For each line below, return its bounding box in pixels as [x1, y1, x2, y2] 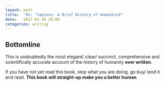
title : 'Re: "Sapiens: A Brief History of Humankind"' [5, 12, 125, 17]
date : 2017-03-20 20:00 [5, 17, 60, 22]
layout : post [5, 7, 33, 13]
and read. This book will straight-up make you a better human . [5, 74, 138, 80]
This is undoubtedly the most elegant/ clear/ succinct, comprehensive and [5, 54, 160, 60]
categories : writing [5, 21, 49, 27]
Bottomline [5, 40, 40, 49]
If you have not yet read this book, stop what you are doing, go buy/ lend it [5, 69, 160, 75]
